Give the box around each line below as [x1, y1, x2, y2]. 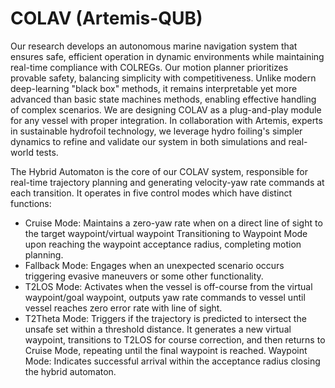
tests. [35, 146, 59, 158]
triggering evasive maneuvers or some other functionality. [24, 270, 264, 282]
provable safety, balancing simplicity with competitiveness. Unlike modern [10, 72, 317, 84]
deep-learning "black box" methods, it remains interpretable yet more [10, 82, 298, 94]
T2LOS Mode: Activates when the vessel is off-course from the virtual [24, 280, 313, 292]
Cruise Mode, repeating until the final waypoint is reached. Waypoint [24, 344, 308, 356]
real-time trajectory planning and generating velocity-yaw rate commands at [10, 176, 325, 188]
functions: [10, 197, 52, 209]
